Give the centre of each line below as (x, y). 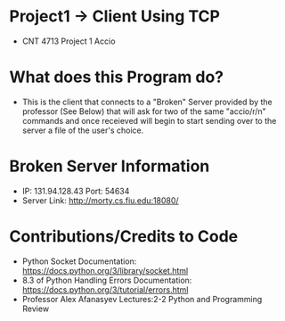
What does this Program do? (117, 77)
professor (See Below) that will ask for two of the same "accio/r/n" (144, 111)
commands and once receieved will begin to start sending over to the (149, 120)
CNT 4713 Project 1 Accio (69, 41)
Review (36, 309)
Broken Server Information (110, 166)
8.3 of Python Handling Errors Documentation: (107, 280)
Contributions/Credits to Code (124, 236)
